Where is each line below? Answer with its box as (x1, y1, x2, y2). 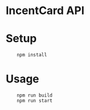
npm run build (17, 92, 53, 98)
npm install (17, 52, 47, 58)
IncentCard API (6, 4, 85, 18)
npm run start (17, 98, 53, 104)
